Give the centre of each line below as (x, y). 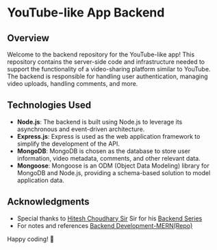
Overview (28, 38)
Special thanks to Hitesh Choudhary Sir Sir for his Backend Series (110, 218)
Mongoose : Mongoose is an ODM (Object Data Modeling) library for (113, 166)
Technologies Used (49, 105)
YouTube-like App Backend (86, 13)
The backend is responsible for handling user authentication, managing (107, 76)
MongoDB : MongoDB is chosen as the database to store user (103, 151)
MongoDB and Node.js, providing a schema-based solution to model (114, 172)
